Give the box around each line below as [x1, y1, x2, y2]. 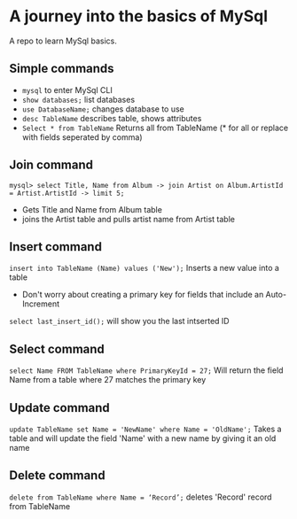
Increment [21, 298, 60, 309]
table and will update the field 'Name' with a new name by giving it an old [9, 433, 277, 444]
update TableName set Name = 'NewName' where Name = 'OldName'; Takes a [9, 423, 282, 434]
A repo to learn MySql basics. [9, 35, 117, 46]
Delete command [9, 468, 106, 484]
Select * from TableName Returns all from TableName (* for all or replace [21, 122, 289, 133]
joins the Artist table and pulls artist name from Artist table [21, 213, 235, 224]
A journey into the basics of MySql [9, 6, 269, 27]
